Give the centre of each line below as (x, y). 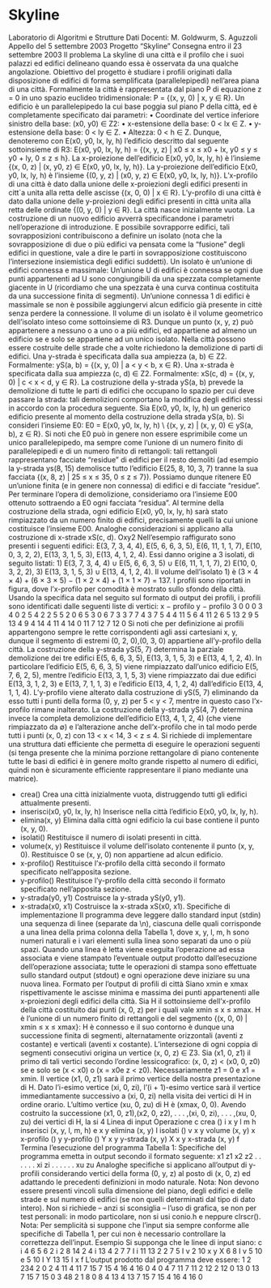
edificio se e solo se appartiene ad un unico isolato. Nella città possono (127, 339)
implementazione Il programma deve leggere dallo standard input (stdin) (140, 915)
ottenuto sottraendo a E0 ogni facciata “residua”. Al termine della (116, 502)
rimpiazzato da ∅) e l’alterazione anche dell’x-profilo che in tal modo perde (133, 727)
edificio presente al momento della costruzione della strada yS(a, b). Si (126, 416)
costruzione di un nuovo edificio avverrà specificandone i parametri (121, 218)
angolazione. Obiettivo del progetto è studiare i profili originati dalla (120, 71)
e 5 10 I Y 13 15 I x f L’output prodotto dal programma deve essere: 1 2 (135, 1260)
